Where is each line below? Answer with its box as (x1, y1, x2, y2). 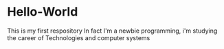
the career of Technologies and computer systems (7, 33, 150, 42)
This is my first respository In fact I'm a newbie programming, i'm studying (7, 27, 218, 35)
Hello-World (7, 4, 78, 20)
